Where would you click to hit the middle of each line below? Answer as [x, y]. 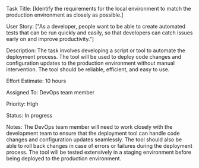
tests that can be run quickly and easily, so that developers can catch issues [99, 33]
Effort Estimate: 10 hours [36, 81]
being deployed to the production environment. [64, 159]
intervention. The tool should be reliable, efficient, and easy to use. [88, 69]
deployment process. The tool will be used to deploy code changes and [94, 57]
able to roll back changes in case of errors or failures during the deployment [99, 146]
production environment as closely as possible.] [65, 15]
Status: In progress [29, 115]
